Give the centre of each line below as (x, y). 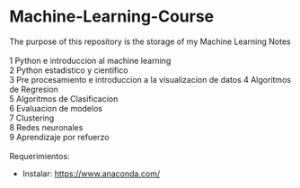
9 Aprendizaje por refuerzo (59, 137)
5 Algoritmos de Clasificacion (64, 98)
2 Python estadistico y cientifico (69, 70)
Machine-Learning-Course (112, 17)
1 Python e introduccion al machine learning (90, 60)
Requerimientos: (40, 156)
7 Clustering (32, 118)
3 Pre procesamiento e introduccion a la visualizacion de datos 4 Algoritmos (150, 79)
